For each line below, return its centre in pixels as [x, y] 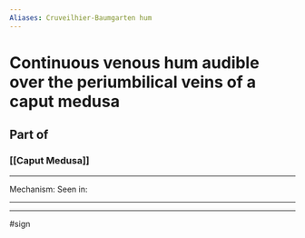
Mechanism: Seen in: [49, 189]
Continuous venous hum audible [135, 62]
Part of [29, 135]
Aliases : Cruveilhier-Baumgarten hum [81, 18]
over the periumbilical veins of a [133, 82]
